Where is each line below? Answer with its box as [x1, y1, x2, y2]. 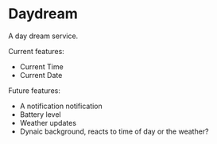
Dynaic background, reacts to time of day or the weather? [19, 126, 209, 136]
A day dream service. [8, 31, 79, 41]
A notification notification [19, 101, 103, 111]
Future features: [8, 85, 61, 95]
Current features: [8, 46, 65, 56]
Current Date [19, 70, 63, 80]
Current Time [19, 61, 64, 72]
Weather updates [19, 118, 77, 127]
